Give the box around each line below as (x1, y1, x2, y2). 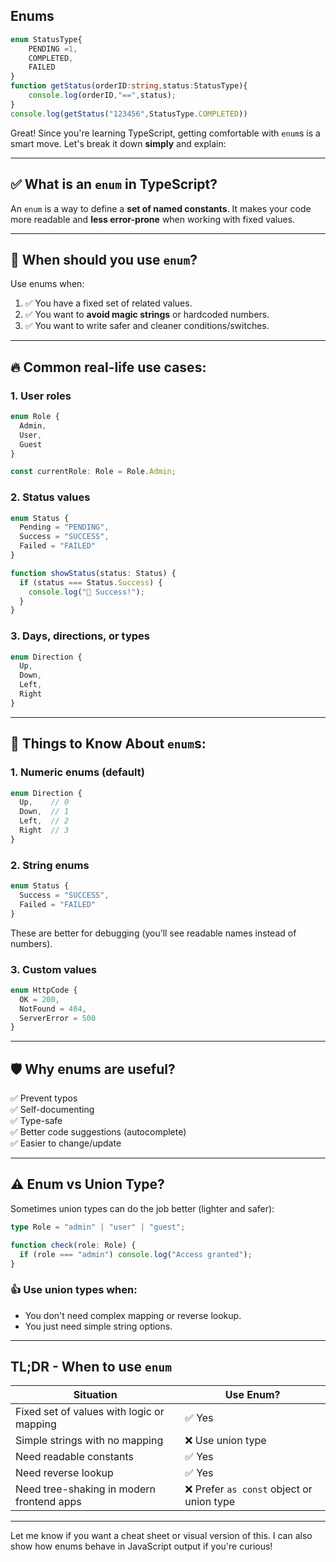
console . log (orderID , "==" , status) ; (28, 90, 177, 101)
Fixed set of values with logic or (15, 1405, 165, 1419)
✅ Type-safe (10, 1115, 63, 1127)
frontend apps (15, 1495, 82, 1509)
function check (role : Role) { (10, 1240, 137, 1250)
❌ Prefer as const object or (184, 1482, 313, 1496)
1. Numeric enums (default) (10, 765, 145, 779)
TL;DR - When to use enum (10, 1359, 172, 1376)
